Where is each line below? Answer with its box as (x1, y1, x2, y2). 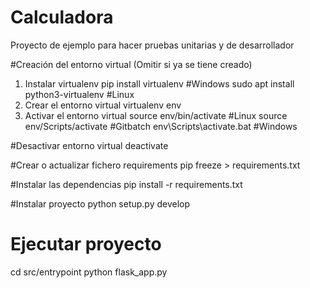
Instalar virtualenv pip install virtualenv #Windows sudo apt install (24, 77, 295, 90)
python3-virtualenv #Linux (24, 88, 135, 100)
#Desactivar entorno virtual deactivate (10, 139, 169, 151)
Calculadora (10, 6, 114, 29)
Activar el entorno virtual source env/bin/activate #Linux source (24, 109, 288, 121)
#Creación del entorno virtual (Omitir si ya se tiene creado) (10, 58, 253, 70)
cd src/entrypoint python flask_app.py (10, 266, 168, 278)
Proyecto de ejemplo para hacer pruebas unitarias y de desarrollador (10, 39, 295, 51)
